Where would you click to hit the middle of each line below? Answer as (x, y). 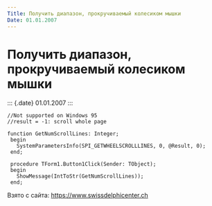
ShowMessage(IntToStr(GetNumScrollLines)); (80, 177)
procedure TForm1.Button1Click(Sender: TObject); (83, 164)
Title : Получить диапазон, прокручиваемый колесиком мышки (94, 14)
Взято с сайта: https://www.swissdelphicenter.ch (78, 196)
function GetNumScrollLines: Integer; (63, 134)
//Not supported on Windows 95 (52, 116)
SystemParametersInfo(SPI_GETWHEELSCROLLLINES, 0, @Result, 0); (111, 146)
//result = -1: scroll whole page (57, 122)
